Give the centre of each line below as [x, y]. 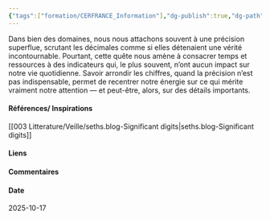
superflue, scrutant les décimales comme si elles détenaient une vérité [125, 47]
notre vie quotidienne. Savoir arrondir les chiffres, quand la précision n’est [131, 72]
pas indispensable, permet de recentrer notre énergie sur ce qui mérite [126, 81]
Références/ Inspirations [51, 109]
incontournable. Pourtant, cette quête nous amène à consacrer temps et [128, 56]
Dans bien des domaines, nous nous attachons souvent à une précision [127, 39]
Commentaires [34, 172]
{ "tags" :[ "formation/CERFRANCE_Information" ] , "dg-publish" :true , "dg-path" [136, 16]
